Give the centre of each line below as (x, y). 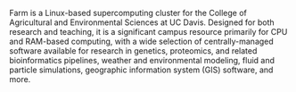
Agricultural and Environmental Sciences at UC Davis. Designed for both (142, 22)
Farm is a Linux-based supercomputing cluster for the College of (128, 13)
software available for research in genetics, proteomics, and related (133, 51)
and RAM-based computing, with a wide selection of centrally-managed (141, 41)
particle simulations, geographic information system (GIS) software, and (141, 70)
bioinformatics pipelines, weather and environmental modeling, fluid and (142, 60)
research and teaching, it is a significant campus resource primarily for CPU (148, 32)
